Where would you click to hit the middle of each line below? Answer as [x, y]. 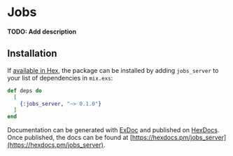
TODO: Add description [42, 31]
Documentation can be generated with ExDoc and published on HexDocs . [113, 130]
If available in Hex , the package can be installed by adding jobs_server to [113, 70]
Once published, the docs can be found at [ [70, 138]
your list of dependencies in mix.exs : [60, 78]
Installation [32, 54]
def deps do [24, 91]
